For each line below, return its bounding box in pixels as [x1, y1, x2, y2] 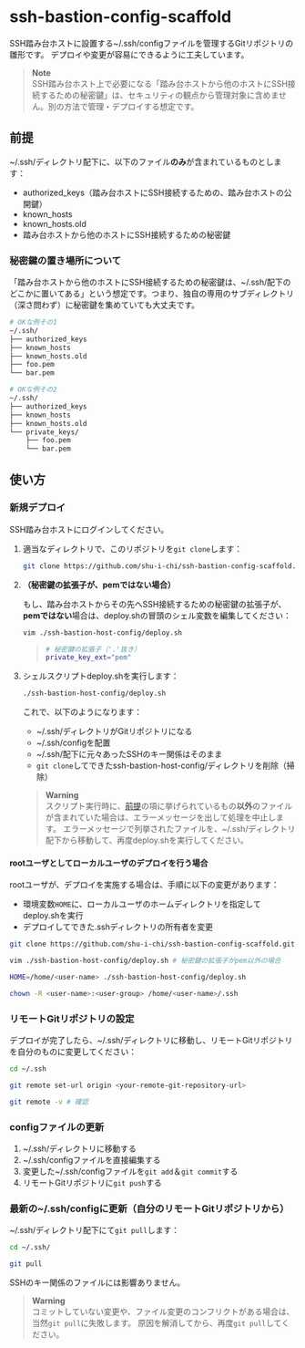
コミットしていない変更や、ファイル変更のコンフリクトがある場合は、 [31, 1306, 295, 1317]
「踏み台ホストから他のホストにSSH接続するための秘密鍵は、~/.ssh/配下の [9, 276, 291, 288]
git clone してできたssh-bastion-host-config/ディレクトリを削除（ [36, 760, 287, 772]
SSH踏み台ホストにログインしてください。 [9, 524, 169, 534]
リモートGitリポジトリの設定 [9, 1012, 135, 1025]
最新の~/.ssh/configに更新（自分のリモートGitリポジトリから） [9, 1202, 290, 1215]
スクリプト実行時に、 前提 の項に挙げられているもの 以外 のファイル [45, 801, 293, 812]
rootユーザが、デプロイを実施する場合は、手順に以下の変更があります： [9, 879, 280, 890]
